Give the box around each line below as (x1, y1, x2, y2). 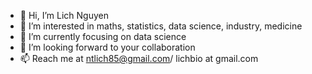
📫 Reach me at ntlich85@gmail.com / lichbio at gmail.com (19, 53, 259, 64)
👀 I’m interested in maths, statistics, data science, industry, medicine (19, 20, 303, 32)
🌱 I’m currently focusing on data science (19, 31, 187, 42)
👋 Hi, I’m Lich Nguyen (19, 10, 109, 21)
